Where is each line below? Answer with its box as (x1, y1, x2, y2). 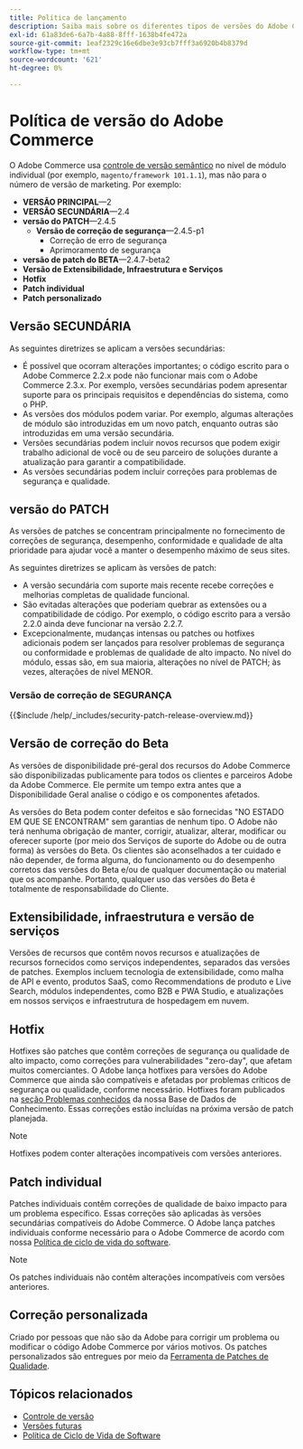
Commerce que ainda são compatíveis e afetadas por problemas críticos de (9, 1075, 291, 1085)
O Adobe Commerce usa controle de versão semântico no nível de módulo (9, 159, 287, 170)
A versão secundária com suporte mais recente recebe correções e (22, 580, 274, 591)
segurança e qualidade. (22, 476, 111, 487)
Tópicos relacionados (9, 1387, 133, 1402)
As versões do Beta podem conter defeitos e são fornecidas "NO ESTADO (9, 806, 284, 817)
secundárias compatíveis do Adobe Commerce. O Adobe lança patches (9, 1217, 276, 1228)
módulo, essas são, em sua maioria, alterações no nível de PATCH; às (22, 657, 281, 668)
